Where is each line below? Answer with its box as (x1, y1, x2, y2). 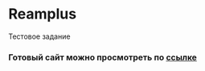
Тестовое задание (8, 31, 71, 41)
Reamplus (8, 5, 77, 23)
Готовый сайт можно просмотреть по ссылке (8, 52, 197, 63)
